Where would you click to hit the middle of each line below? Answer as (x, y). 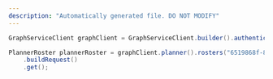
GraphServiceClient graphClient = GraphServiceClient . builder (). (121, 38)
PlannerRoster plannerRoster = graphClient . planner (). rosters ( (118, 52)
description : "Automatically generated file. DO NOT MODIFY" (114, 16)
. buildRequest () (51, 60)
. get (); (36, 68)
